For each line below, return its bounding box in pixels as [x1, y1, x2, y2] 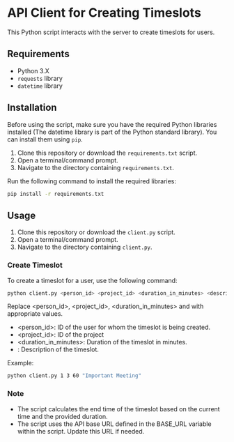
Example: [7, 359, 34, 367]
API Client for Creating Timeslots [7, 5, 202, 21]
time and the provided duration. [17, 412, 108, 420]
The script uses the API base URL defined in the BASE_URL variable [17, 420, 212, 428]
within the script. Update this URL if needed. [17, 427, 145, 435]
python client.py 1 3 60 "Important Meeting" [7, 372, 141, 379]
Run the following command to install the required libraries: [7, 176, 176, 185]
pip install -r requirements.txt [7, 190, 104, 197]
